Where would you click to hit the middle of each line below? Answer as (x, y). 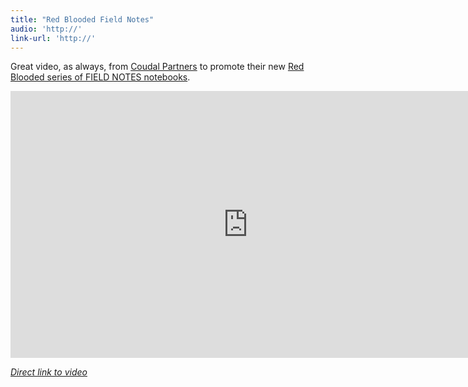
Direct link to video (49, 372)
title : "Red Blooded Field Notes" (82, 19)
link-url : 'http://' (53, 38)
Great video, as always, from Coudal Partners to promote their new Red (157, 67)
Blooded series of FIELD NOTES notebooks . (100, 77)
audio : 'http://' (46, 29)
